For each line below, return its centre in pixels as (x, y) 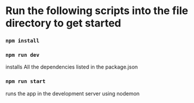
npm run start (25, 81)
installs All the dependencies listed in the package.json (72, 67)
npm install (23, 41)
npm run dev (23, 55)
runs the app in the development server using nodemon (73, 93)
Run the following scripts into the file (97, 11)
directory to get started (63, 23)
